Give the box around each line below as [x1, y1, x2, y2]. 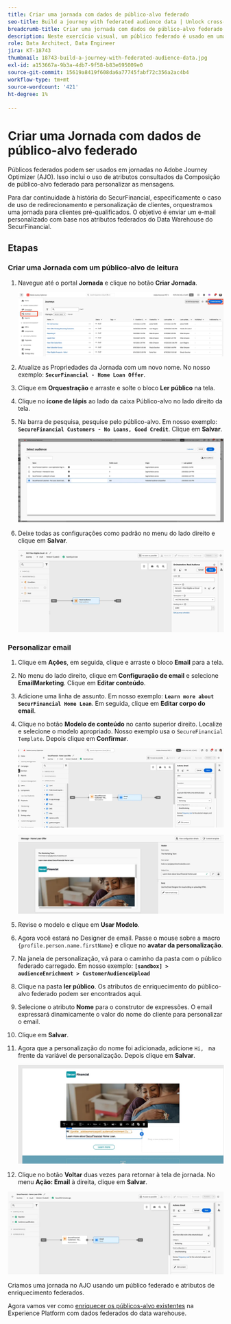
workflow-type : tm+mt [8, 76, 70, 83]
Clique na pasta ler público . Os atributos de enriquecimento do [17, 982, 197, 991]
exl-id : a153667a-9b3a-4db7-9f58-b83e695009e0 [8, 62, 143, 69]
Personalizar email [8, 642, 71, 652]
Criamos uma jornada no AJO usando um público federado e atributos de [8, 1281, 215, 1289]
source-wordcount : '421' [8, 83, 79, 91]
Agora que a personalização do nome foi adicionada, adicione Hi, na [17, 1044, 216, 1052]
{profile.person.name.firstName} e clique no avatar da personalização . [17, 941, 223, 949]
